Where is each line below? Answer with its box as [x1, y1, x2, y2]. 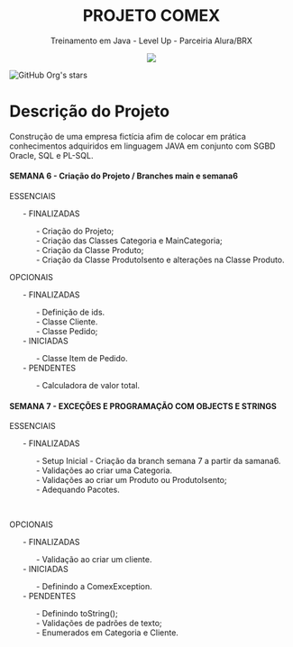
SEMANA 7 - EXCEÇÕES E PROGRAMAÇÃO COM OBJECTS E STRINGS [9, 400, 277, 411]
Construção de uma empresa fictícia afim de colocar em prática [9, 131, 246, 141]
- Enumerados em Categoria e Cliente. [35, 627, 179, 638]
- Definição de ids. [35, 307, 105, 318]
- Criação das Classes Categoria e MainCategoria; [35, 235, 223, 246]
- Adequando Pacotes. [35, 484, 120, 496]
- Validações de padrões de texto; [35, 618, 162, 629]
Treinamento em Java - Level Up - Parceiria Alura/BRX [50, 35, 252, 46]
